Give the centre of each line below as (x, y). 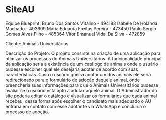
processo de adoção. (27, 112)
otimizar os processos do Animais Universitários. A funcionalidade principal (84, 58)
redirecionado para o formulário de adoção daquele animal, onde (72, 80)
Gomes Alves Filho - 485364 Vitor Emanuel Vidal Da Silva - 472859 (75, 34)
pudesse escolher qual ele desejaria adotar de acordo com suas (72, 69)
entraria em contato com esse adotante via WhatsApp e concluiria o (76, 106)
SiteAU (20, 9)
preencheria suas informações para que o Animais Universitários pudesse (82, 85)
